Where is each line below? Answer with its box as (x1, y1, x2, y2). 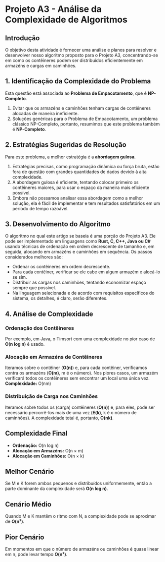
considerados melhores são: (5, 254, 63, 260)
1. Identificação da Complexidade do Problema (5, 77, 151, 85)
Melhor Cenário (5, 467, 54, 476)
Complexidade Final (5, 429, 68, 437)
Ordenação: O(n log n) (12, 442, 59, 448)
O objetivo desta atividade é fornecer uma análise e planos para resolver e (5, 47, 157, 53)
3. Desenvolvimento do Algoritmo (5, 220, 111, 229)
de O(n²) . (5, 518, 25, 524)
